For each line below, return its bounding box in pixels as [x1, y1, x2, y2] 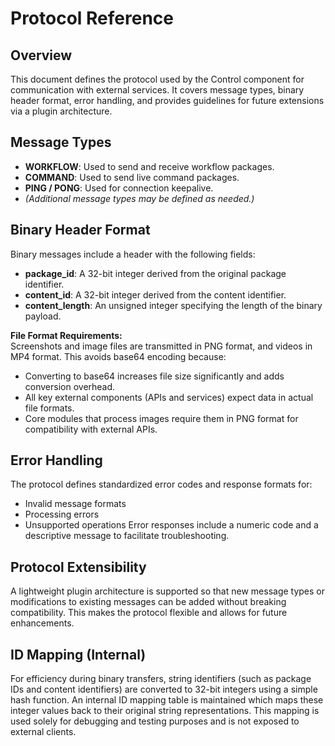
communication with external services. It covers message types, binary [10, 84, 305, 96]
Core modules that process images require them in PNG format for [24, 412, 299, 424]
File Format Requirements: [10, 329, 123, 341]
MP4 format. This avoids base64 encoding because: [10, 350, 227, 362]
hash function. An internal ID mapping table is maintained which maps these [10, 694, 324, 706]
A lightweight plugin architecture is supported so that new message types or [10, 585, 326, 597]
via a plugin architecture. [10, 105, 113, 117]
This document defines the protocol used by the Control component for [10, 73, 305, 85]
